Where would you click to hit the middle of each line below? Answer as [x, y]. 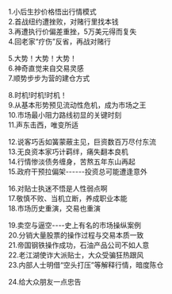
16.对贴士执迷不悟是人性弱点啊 [58, 188]
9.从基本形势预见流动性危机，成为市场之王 [77, 105]
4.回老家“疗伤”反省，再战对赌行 [59, 41]
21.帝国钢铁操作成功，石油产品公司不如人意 [79, 245]
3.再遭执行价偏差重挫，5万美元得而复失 [73, 31]
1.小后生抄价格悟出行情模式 [52, 12]
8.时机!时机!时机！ [38, 95]
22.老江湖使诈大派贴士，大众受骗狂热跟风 [76, 255]
